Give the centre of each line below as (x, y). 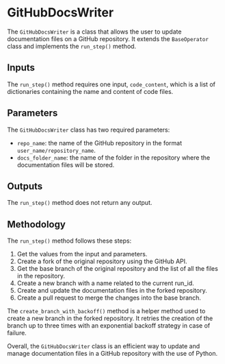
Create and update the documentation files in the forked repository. (112, 291)
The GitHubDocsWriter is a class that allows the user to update (94, 32)
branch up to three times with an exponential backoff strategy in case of (109, 326)
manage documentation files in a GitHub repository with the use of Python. (112, 354)
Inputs (21, 68)
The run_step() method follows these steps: (69, 241)
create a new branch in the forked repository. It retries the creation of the (110, 318)
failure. (17, 333)
